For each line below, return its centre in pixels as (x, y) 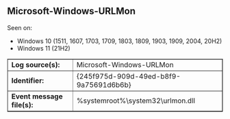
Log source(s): (36, 64)
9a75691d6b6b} (104, 85)
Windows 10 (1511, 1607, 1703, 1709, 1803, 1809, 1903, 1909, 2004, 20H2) (119, 41)
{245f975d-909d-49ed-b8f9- (129, 76)
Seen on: (20, 27)
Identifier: (28, 80)
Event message (37, 96)
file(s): (22, 105)
